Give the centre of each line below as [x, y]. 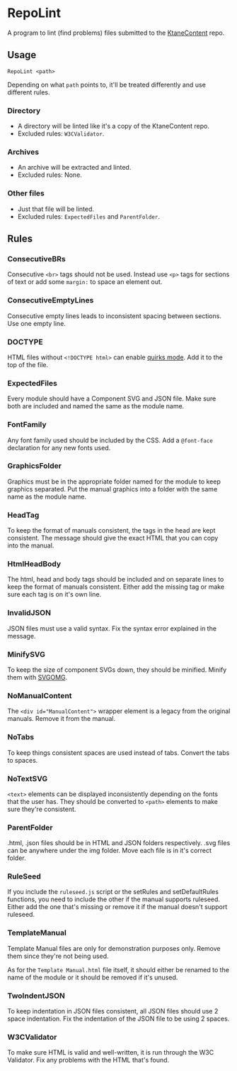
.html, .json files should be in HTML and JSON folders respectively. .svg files [119, 843]
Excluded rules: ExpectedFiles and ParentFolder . [89, 216]
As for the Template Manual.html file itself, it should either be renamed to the [118, 969]
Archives [23, 152]
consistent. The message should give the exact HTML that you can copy [113, 538]
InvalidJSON [29, 613]
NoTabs [21, 737]
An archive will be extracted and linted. [74, 168]
